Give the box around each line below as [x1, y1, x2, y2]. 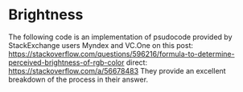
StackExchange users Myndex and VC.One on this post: [8, 40, 193, 50]
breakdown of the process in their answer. [8, 74, 149, 84]
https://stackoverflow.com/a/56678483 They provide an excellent [8, 66, 227, 75]
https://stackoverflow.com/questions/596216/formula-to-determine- [8, 49, 235, 58]
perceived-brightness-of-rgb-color [8, 58, 125, 67]
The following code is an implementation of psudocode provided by [8, 32, 233, 42]
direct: [126, 58, 147, 67]
